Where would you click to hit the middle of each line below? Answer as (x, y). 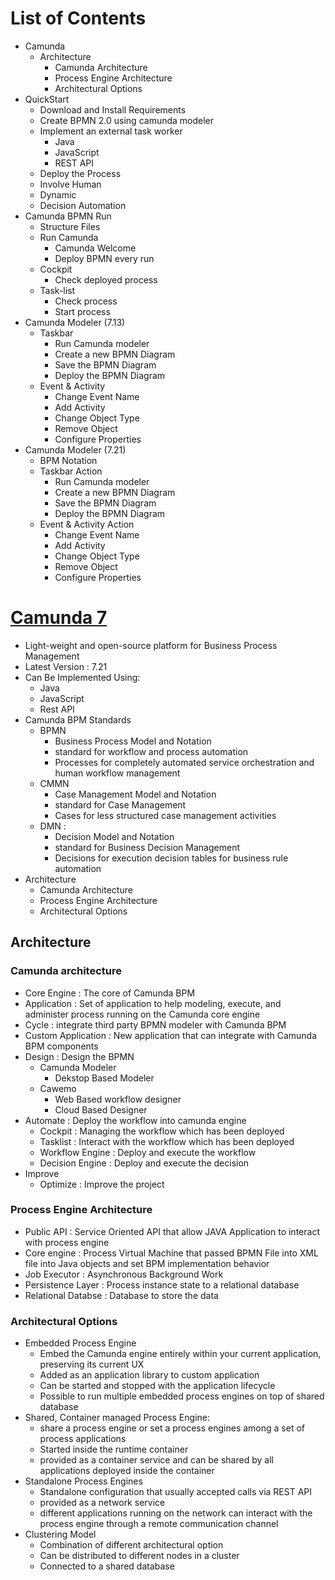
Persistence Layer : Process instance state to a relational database (162, 1284)
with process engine (67, 1242)
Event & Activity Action (87, 524)
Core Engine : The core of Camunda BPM (110, 993)
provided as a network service (102, 1503)
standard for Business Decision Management (147, 847)
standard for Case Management (120, 804)
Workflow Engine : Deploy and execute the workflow (148, 1152)
